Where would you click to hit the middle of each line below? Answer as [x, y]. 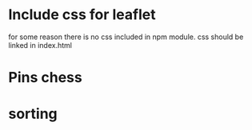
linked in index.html [40, 45]
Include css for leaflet [82, 15]
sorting [33, 114]
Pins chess [45, 78]
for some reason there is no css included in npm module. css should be [126, 37]
